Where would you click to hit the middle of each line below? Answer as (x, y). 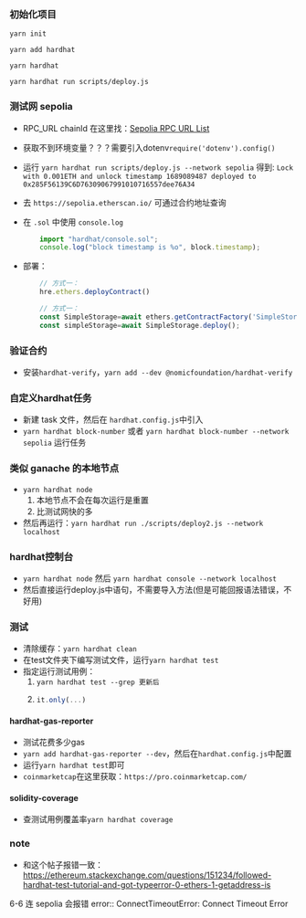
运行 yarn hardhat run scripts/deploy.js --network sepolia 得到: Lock (158, 167)
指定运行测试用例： (59, 671)
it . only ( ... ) (61, 701)
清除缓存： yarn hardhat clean (79, 649)
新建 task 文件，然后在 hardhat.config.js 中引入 (113, 420)
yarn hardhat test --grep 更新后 (98, 682)
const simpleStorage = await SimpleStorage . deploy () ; (140, 325)
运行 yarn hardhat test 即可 (74, 765)
